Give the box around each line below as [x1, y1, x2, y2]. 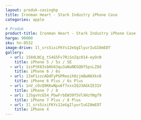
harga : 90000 [5, 36, 33, 41]
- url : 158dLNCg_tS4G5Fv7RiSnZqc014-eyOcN [10, 55, 102, 60]
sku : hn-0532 [5, 40, 33, 46]
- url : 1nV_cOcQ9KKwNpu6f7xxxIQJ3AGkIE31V [10, 83, 102, 88]
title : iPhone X [14, 107, 50, 112]
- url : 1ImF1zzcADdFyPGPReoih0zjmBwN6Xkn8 [10, 74, 102, 79]
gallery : [5, 50, 24, 55]
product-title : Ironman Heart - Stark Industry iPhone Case [5, 31, 136, 36]
